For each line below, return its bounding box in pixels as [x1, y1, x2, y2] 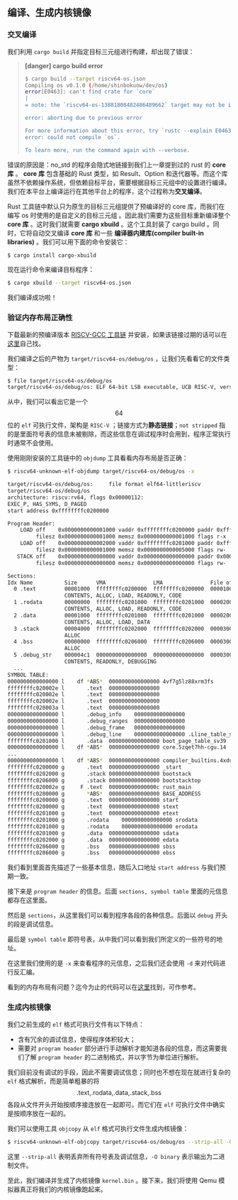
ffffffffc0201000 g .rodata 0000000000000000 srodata [7, 817, 198, 824]
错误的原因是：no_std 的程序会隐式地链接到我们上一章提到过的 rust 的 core [7, 160, 227, 169]
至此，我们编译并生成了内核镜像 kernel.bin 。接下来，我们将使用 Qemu [7, 1176, 217, 1184]
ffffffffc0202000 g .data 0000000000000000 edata [7, 836, 179, 843]
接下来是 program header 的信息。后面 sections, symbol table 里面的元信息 [7, 887, 228, 896]
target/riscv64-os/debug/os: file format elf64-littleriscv [7, 481, 201, 488]
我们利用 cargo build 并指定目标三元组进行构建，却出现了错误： [7, 47, 195, 55]
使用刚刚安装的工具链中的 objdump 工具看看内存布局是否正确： [7, 453, 188, 463]
